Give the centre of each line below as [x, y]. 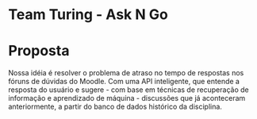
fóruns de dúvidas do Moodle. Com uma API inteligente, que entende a [124, 82]
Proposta [39, 51]
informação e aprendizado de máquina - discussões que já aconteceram [127, 98]
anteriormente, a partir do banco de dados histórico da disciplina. [115, 107]
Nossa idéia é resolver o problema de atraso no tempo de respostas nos [126, 73]
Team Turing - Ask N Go [88, 15]
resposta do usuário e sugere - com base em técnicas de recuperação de [128, 90]
